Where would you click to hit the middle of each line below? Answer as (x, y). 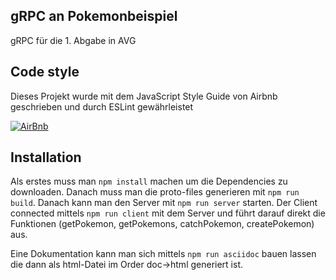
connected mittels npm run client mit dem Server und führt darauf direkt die (168, 213)
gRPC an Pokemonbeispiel (94, 16)
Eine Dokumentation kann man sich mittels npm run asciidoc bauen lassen (163, 254)
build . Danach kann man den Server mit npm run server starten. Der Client (164, 203)
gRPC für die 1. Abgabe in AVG (73, 40)
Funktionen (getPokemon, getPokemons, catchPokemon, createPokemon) (162, 224)
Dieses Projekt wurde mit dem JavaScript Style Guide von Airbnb (144, 96)
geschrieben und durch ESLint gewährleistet (102, 106)
